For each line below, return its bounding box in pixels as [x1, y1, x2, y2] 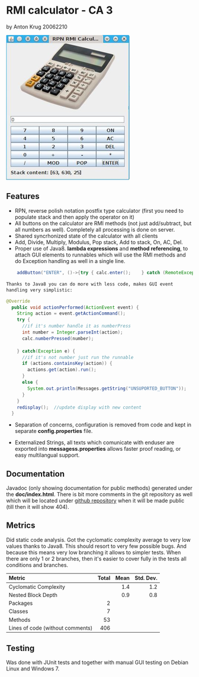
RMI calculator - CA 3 [6, 4, 113, 17]
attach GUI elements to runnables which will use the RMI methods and [14, 251, 187, 258]
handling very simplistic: [6, 287, 73, 293]
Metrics [6, 521, 36, 531]
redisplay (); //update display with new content [17, 404, 142, 410]
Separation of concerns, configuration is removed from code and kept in [14, 421, 191, 428]
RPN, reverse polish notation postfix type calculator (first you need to [14, 207, 184, 214]
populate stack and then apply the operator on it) [14, 213, 135, 220]
